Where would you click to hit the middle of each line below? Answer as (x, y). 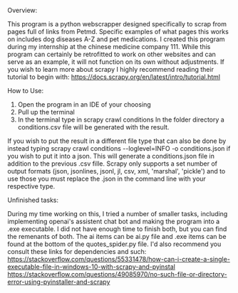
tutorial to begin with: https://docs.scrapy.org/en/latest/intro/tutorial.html (114, 77)
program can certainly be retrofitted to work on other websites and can (112, 54)
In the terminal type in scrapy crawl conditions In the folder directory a (121, 119)
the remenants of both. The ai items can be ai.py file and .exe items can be (117, 236)
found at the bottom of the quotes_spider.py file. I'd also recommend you (114, 244)
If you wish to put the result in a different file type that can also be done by (117, 141)
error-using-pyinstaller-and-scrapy (59, 282)
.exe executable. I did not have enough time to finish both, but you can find (117, 229)
